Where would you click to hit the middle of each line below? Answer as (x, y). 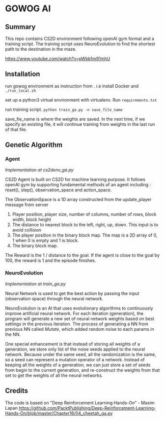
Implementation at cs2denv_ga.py (39, 170)
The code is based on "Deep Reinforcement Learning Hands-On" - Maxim (80, 403)
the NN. (13, 334)
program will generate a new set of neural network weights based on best (80, 318)
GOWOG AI (28, 9)
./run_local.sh (21, 91)
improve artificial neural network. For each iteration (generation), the (74, 313)
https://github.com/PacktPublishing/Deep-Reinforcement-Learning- (87, 408)
